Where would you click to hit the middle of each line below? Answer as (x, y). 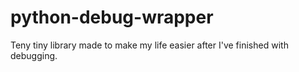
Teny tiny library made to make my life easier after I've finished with (149, 45)
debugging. (34, 55)
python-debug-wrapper (112, 17)
